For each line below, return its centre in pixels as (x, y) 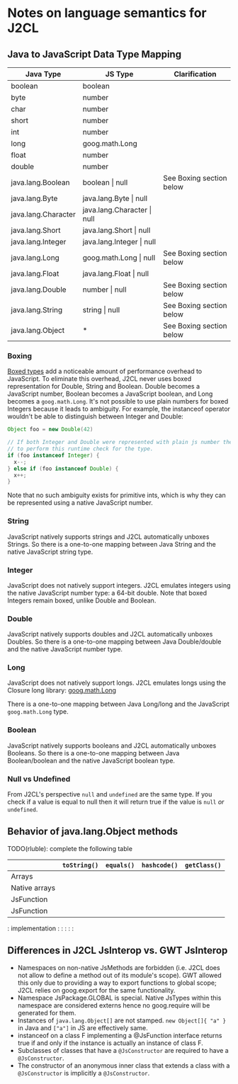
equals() (120, 865)
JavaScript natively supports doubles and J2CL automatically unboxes (110, 634)
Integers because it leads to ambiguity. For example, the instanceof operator (119, 409)
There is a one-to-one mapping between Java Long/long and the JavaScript (119, 704)
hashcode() (160, 865)
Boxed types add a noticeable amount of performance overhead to (105, 371)
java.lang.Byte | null (115, 198)
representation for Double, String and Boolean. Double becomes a (104, 387)
